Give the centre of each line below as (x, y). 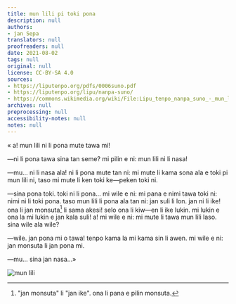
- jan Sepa (23, 33)
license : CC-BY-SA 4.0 (40, 72)
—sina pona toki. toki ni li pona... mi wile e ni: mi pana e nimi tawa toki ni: (112, 194)
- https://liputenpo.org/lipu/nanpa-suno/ (70, 92)
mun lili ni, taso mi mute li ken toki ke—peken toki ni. (83, 179)
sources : (20, 79)
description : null (34, 20)
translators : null (34, 40)
